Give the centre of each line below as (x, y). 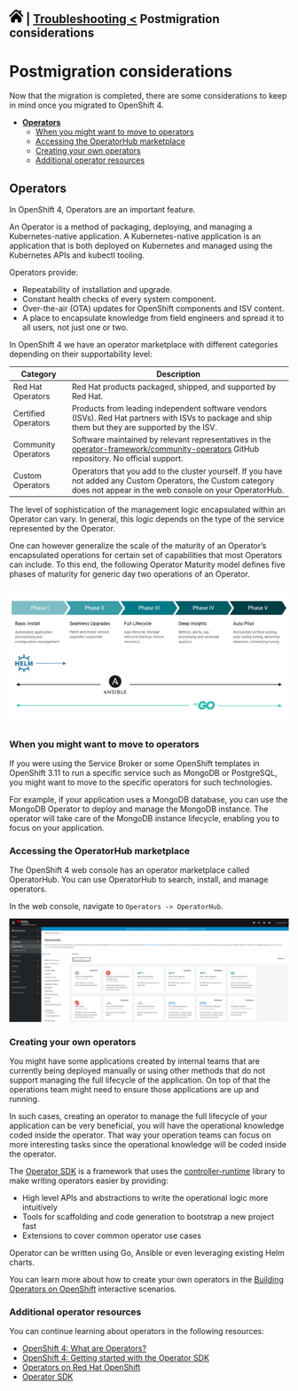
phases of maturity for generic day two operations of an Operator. (129, 574)
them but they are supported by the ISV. (144, 428)
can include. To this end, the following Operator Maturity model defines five (147, 564)
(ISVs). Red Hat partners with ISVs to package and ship (172, 418)
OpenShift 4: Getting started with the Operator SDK (116, 1358)
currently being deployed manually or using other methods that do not (137, 1071)
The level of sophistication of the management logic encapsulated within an (148, 510)
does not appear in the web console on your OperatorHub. (178, 490)
